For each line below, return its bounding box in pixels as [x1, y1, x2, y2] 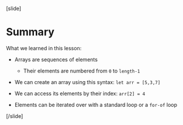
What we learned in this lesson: [6, 44, 82, 51]
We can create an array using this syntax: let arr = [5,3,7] [14, 78, 161, 85]
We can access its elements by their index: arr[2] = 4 [14, 90, 146, 97]
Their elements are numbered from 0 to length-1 [23, 67, 140, 74]
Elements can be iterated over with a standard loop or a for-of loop [14, 101, 177, 108]
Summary [6, 26, 54, 39]
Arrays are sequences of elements [14, 55, 98, 63]
